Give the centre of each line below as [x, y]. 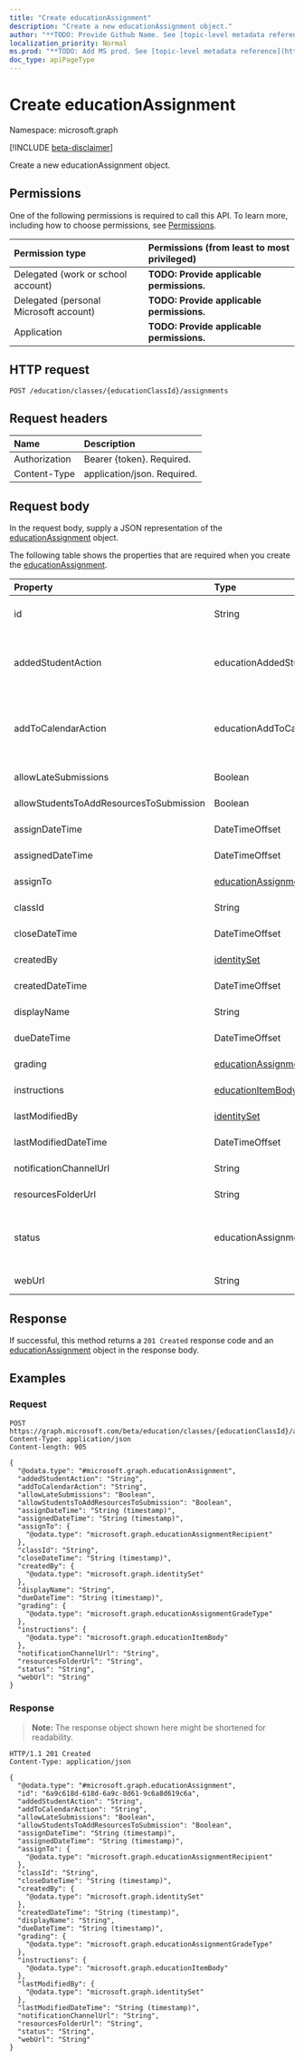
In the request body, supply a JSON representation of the [116, 528]
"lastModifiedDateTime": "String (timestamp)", [109, 2007]
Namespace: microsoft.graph [64, 130]
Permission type [50, 253]
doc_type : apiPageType [52, 60]
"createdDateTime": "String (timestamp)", [99, 1912]
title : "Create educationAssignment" [81, 18]
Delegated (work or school [71, 274]
